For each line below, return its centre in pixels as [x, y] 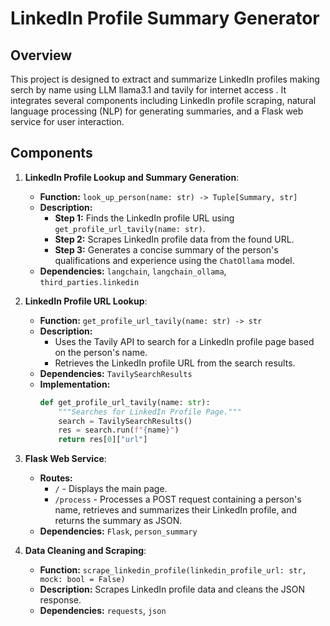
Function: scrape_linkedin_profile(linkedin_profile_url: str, [173, 570]
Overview [41, 55]
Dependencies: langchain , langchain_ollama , [133, 271]
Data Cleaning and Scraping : [85, 551]
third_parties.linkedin [89, 282]
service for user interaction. [67, 121]
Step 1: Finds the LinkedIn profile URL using [144, 218]
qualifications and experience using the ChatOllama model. [174, 260]
